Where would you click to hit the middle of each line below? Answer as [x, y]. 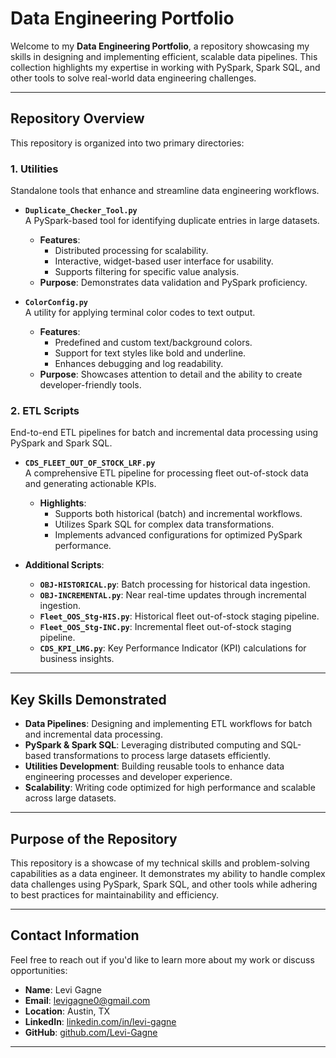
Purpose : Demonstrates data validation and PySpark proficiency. [173, 283]
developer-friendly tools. [90, 385]
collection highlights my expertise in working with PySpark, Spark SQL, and [165, 67]
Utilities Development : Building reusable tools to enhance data [154, 766]
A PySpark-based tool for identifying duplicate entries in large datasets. [172, 221]
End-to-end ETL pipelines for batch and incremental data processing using [164, 433]
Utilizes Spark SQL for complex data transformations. [164, 524]
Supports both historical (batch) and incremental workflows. [178, 514]
